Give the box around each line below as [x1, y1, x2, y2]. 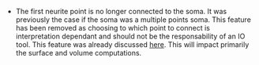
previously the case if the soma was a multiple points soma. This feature [15, 15, 251, 24]
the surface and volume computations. [15, 49, 142, 57]
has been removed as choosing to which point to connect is [15, 23, 211, 32]
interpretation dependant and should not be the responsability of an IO [15, 31, 246, 41]
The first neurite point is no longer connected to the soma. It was [15, 7, 227, 16]
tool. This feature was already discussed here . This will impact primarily [15, 40, 250, 49]
